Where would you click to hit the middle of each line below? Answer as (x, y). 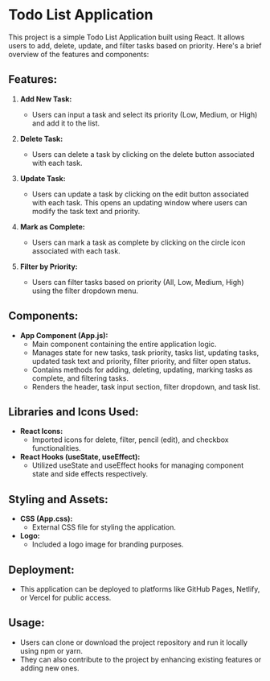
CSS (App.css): (46, 519)
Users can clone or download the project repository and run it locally (133, 642)
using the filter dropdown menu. (85, 291)
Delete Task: (41, 138)
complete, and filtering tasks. (80, 378)
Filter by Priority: (49, 266)
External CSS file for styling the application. (104, 527)
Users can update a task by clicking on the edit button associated (140, 194)
